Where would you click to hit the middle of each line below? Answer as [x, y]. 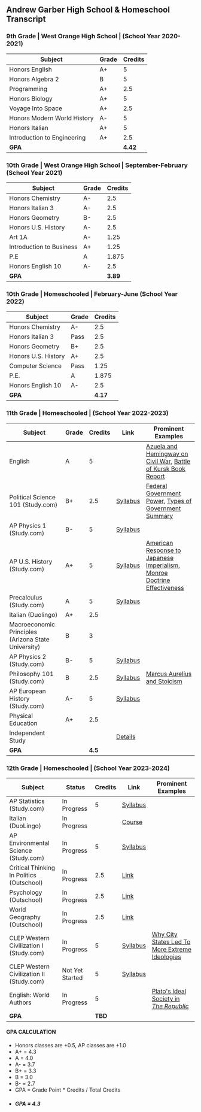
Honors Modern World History [51, 118]
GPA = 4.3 [28, 1104]
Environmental [29, 843]
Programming [28, 89]
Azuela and [162, 446]
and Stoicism [164, 681]
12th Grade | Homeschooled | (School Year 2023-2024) [88, 768]
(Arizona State [29, 639]
